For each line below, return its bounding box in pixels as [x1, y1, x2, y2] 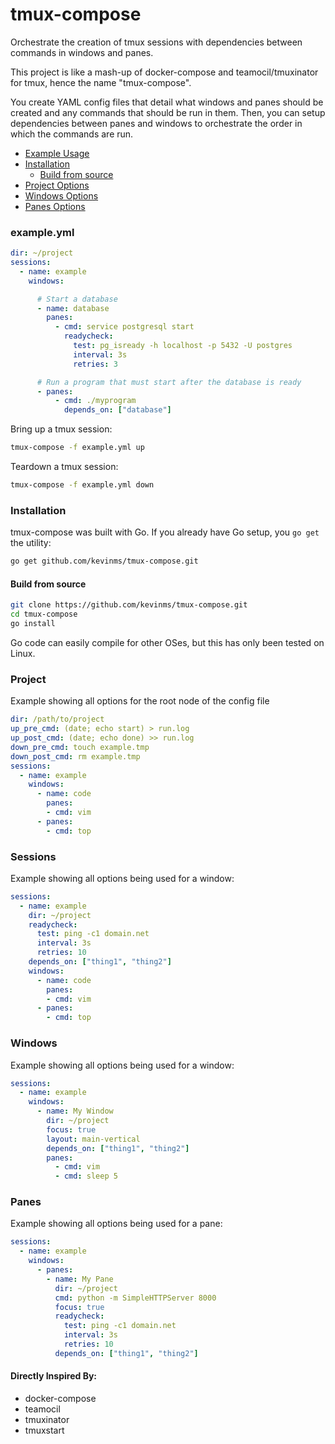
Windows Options [24, 189, 99, 202]
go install [10, 619, 56, 629]
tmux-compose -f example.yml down [10, 480, 155, 490]
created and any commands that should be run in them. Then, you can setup [10, 106, 326, 118]
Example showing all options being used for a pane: [10, 1218, 223, 1230]
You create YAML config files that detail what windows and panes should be [10, 96, 324, 108]
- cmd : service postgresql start [54, 322, 195, 332]
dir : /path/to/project [10, 714, 105, 725]
